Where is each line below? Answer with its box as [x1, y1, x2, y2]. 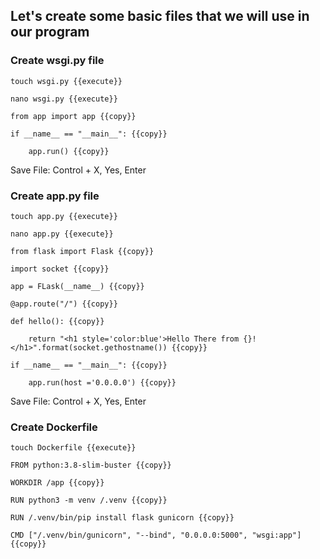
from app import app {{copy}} [10, 111, 137, 121]
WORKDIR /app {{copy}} [10, 478, 105, 488]
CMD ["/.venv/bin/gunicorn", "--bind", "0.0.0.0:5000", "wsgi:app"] [10, 530, 302, 541]
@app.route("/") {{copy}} [10, 299, 118, 309]
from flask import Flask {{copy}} [10, 246, 155, 256]
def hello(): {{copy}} [10, 316, 105, 326]
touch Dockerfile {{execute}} [10, 443, 137, 453]
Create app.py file [10, 189, 100, 203]
